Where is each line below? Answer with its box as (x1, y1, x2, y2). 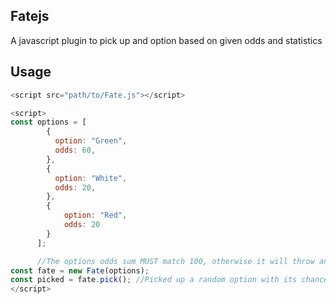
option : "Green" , (54, 136, 128, 146)
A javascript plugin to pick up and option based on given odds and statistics (10, 34, 323, 46)
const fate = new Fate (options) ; (10, 265, 150, 276)
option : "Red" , (63, 210, 128, 221)
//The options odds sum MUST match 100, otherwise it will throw (36, 256, 315, 266)
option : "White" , (54, 173, 128, 183)
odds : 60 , (54, 145, 97, 155)
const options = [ (10, 117, 87, 128)
